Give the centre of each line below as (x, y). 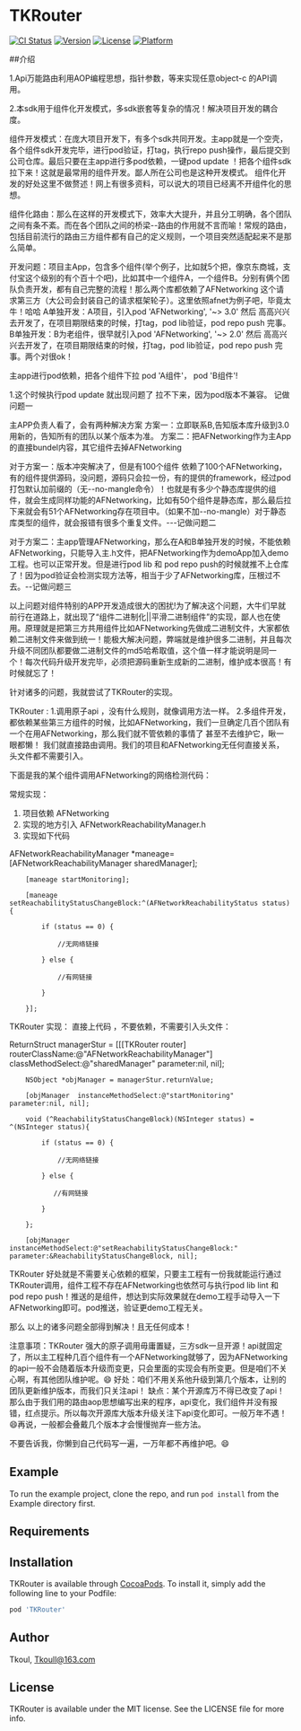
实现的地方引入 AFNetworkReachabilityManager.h (114, 824)
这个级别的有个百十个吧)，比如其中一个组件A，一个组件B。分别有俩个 (153, 277)
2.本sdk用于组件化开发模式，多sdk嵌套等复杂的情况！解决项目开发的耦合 (144, 108)
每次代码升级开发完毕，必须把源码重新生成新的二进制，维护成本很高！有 (158, 662)
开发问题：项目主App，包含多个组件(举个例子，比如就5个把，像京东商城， (146, 267)
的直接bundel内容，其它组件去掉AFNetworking (95, 447)
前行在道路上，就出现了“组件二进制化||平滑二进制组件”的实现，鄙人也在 (141, 617)
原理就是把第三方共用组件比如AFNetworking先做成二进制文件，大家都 (153, 628)
